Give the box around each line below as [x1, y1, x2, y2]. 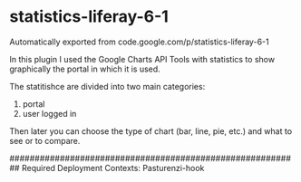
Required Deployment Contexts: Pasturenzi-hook [21, 162, 205, 173]
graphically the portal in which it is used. [9, 63, 160, 74]
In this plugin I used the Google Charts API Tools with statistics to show [9, 53, 275, 64]
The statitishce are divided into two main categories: [9, 81, 206, 91]
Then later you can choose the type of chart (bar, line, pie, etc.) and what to [9, 125, 293, 137]
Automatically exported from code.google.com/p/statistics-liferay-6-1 [9, 36, 269, 47]
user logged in [22, 108, 77, 119]
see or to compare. [9, 135, 81, 146]
